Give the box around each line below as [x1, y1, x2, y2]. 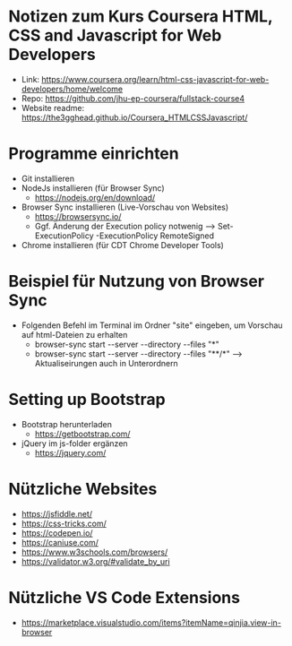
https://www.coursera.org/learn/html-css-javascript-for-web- [41, 73, 270, 84]
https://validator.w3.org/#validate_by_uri [21, 556, 171, 566]
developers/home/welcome [21, 83, 123, 94]
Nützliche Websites [8, 478, 158, 499]
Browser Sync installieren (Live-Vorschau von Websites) [21, 202, 229, 212]
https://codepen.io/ [21, 527, 93, 538]
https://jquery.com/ [34, 447, 107, 458]
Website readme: [21, 102, 85, 113]
